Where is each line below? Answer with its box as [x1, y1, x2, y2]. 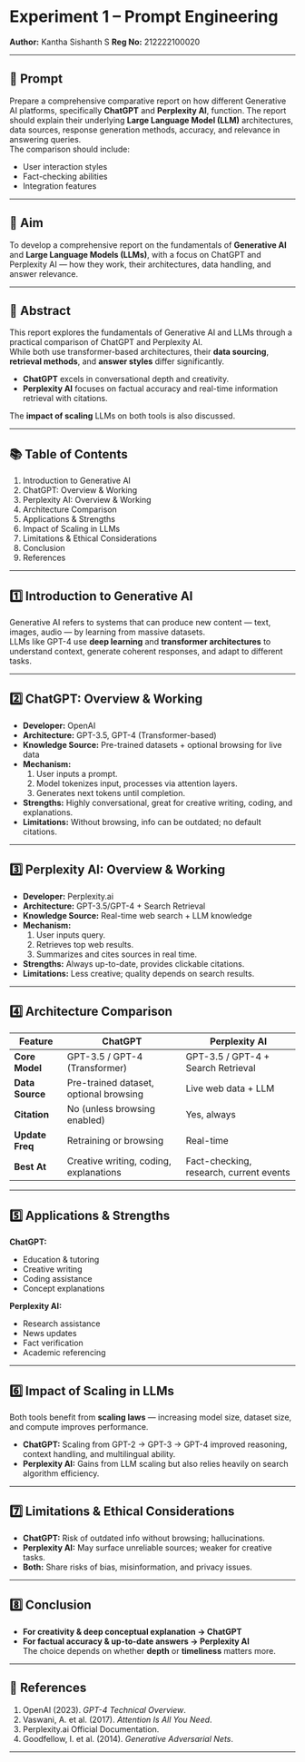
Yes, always [185, 1108, 236, 1121]
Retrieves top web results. [35, 939, 134, 950]
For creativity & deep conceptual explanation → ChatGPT [22, 1626, 242, 1637]
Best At [14, 1160, 47, 1173]
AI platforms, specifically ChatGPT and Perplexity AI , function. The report [9, 104, 287, 115]
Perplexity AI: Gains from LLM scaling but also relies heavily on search [22, 1459, 289, 1470]
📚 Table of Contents [9, 447, 129, 462]
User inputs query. [35, 929, 106, 940]
